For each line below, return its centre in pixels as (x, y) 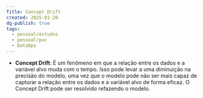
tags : (13, 29)
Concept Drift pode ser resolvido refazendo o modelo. (82, 88)
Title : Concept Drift (34, 12)
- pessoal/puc (29, 40)
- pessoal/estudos (35, 34)
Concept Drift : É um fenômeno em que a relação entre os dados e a (100, 63)
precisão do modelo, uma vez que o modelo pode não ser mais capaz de (106, 76)
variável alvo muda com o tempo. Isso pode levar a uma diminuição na (103, 69)
